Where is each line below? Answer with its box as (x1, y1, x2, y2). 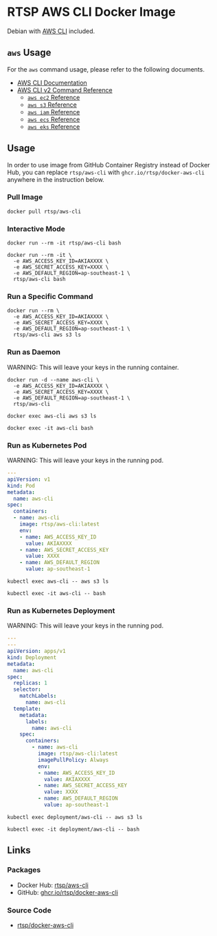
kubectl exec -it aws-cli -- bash (7, 590, 106, 597)
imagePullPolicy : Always (37, 756, 109, 763)
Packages (7, 865, 41, 875)
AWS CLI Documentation (16, 79, 87, 87)
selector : (13, 686, 41, 693)
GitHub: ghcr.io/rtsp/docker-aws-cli (16, 888, 119, 896)
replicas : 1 (13, 680, 48, 687)
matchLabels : (19, 693, 57, 700)
